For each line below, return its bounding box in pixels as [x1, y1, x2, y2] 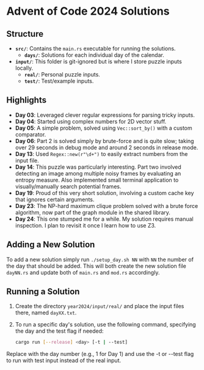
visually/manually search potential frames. [15, 182, 122, 190]
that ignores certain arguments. [15, 196, 95, 203]
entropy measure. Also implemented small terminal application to [15, 176, 179, 183]
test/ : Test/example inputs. [24, 78, 94, 84]
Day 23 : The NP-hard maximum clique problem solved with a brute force [15, 202, 199, 209]
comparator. [15, 130, 46, 138]
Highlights [6, 95, 47, 105]
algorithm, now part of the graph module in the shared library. [15, 209, 171, 216]
